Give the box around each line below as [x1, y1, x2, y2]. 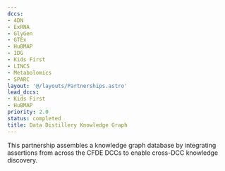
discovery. [7, 156, 38, 164]
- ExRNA [7, 23, 30, 30]
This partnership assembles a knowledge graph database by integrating [7, 141, 217, 149]
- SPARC [7, 75, 30, 83]
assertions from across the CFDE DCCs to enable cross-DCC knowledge [7, 148, 219, 157]
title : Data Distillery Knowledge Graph [7, 121, 128, 129]
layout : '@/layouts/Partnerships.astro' [7, 82, 128, 89]
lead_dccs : [7, 89, 39, 96]
